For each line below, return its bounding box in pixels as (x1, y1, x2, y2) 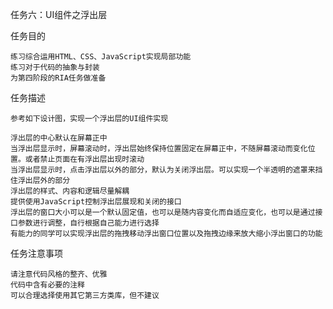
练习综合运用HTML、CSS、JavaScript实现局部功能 (10, 52, 192, 62)
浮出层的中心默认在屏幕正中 (10, 133, 108, 143)
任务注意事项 (10, 248, 63, 259)
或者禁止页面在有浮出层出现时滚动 (24, 154, 145, 164)
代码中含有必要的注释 (10, 280, 85, 290)
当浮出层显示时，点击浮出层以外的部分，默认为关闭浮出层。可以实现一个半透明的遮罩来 (10, 165, 316, 175)
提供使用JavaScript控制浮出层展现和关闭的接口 (10, 197, 182, 207)
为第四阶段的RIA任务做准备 (10, 73, 107, 83)
